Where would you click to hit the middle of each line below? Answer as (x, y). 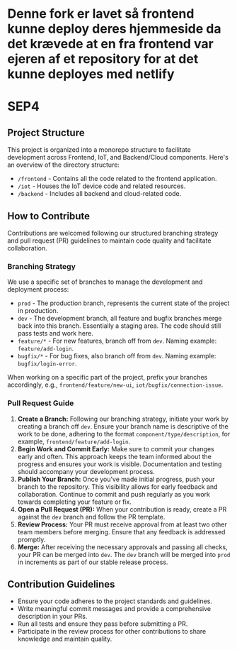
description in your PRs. (52, 617)
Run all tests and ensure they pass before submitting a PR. (103, 624)
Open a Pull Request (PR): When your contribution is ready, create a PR (122, 509)
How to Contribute (49, 216)
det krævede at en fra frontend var (110, 44)
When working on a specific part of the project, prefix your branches (108, 378)
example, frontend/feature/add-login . (74, 441)
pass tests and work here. (55, 334)
